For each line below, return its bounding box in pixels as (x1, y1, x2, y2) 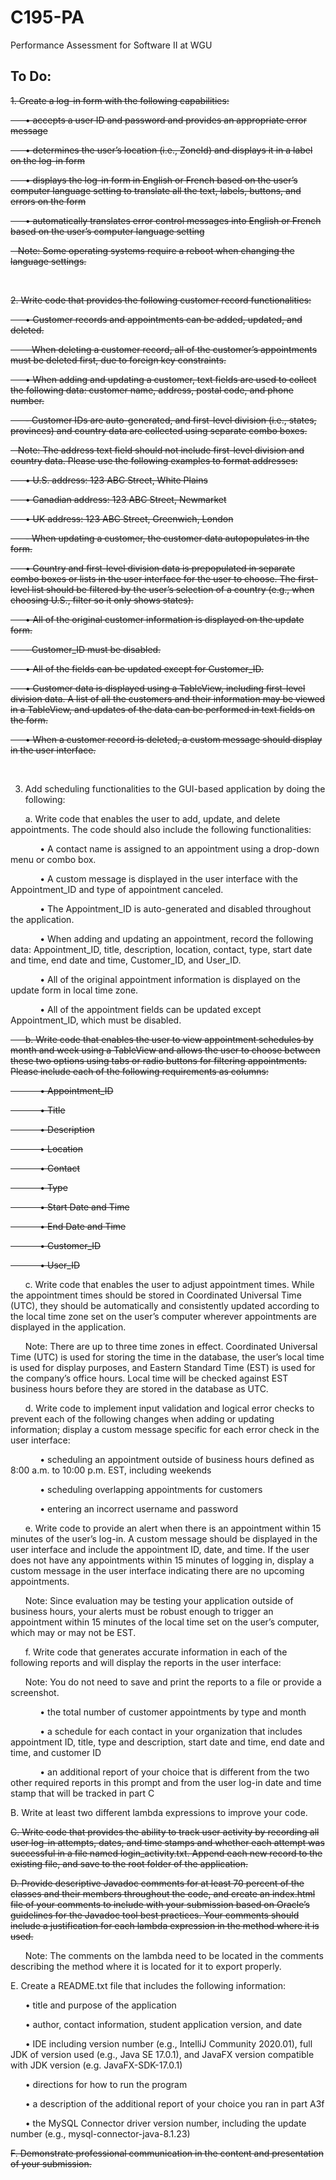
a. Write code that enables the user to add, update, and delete (24, 812, 281, 825)
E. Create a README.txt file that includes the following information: (10, 1979, 286, 1991)
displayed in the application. (10, 1321, 127, 1333)
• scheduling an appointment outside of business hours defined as (39, 1453, 315, 1465)
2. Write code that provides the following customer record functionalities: (10, 294, 312, 306)
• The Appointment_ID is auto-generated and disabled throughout (39, 902, 312, 915)
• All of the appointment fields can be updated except (39, 1003, 262, 1015)
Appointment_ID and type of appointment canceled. (10, 883, 224, 895)
